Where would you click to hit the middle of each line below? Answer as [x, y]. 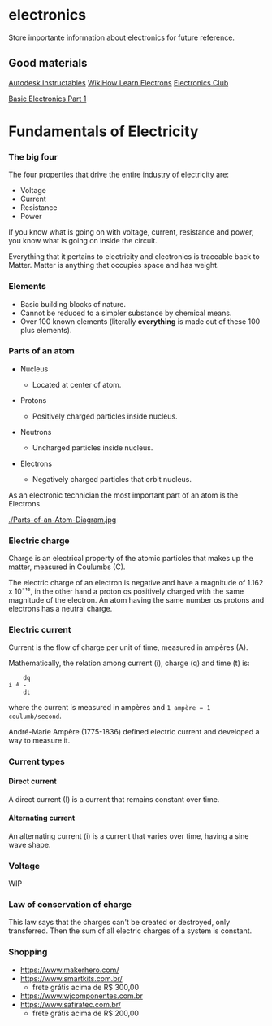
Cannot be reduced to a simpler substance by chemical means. [126, 313]
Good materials [48, 63]
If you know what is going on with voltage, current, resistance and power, [131, 232]
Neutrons [36, 432]
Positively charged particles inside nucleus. [105, 416]
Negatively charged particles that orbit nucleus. [112, 479]
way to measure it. [39, 741]
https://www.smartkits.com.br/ [71, 978]
